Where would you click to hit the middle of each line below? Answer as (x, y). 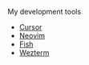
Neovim (32, 36)
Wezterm (34, 53)
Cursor (30, 27)
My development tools (44, 12)
